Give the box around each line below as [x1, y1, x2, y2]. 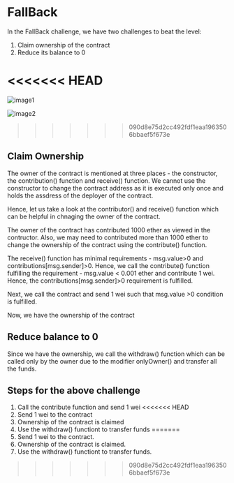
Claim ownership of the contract [17, 40, 110, 49]
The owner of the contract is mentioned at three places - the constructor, [7, 169, 218, 177]
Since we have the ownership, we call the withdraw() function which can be [7, 350, 226, 358]
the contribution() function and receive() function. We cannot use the [7, 176, 206, 185]
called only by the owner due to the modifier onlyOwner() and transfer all [7, 357, 217, 365]
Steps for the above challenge [7, 385, 141, 396]
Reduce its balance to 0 [17, 48, 86, 57]
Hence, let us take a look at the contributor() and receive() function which [7, 205, 219, 213]
